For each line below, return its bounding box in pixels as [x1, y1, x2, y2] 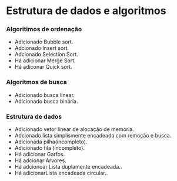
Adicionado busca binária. [14, 98, 78, 105]
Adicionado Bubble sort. [14, 38, 74, 45]
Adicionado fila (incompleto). [14, 145, 85, 152]
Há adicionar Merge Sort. [14, 57, 76, 64]
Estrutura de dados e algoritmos [6, 4, 166, 18]
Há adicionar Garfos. [14, 151, 65, 158]
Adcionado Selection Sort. [14, 51, 78, 58]
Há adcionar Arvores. [14, 157, 66, 164]
